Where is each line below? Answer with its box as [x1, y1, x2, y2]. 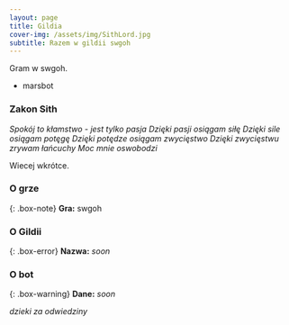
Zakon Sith [9, 103, 58, 115]
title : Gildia [9, 22, 63, 31]
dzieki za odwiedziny [9, 306, 88, 317]
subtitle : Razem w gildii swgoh [9, 38, 131, 48]
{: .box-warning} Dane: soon [9, 289, 116, 300]
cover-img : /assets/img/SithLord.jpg [9, 30, 151, 39]
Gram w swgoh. [9, 63, 68, 74]
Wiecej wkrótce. [9, 159, 70, 171]
